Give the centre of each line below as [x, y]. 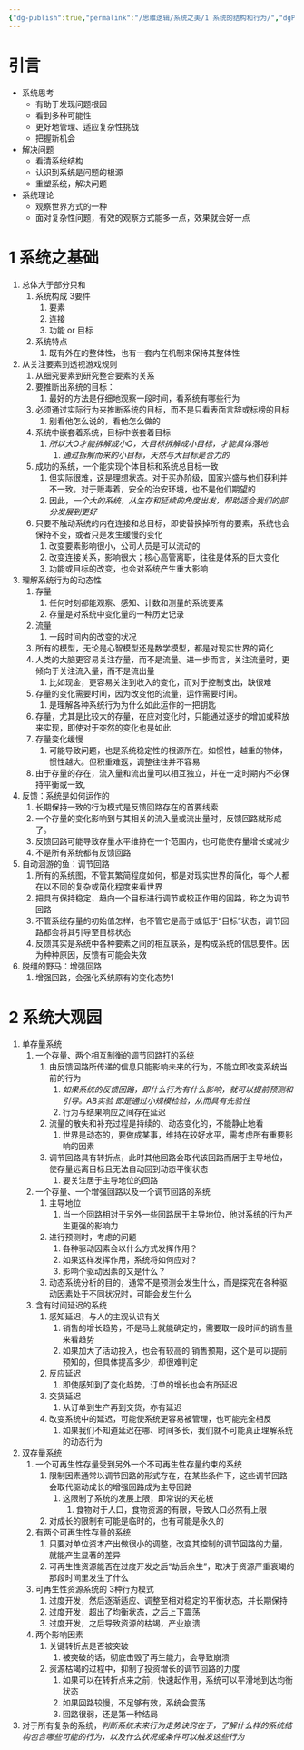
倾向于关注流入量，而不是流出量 [95, 671]
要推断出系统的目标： [75, 386]
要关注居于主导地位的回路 [110, 1180]
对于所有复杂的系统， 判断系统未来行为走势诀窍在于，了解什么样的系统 [153, 1725]
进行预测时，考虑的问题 [93, 1238]
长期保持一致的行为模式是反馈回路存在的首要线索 [127, 807]
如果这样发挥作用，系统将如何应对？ [130, 1260]
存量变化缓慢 [59, 739]
